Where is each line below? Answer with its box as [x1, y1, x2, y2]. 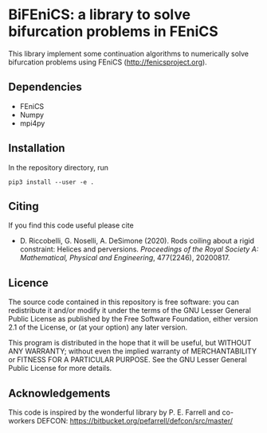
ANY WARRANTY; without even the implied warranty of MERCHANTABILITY [8, 346, 257, 356]
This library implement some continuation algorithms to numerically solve [8, 49, 249, 58]
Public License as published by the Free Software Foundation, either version [8, 314, 258, 324]
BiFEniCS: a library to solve [8, 6, 191, 24]
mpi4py [19, 118, 45, 128]
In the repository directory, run [8, 162, 109, 172]
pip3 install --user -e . [8, 177, 94, 186]
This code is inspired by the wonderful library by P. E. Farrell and [8, 408, 221, 417]
